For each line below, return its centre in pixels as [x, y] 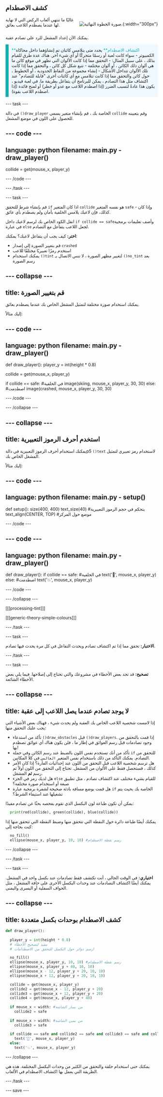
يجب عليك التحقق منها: [26, 728]
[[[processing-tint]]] [25, 608]
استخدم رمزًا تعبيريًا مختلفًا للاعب [42, 251]
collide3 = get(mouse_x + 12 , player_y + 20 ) [57, 994]
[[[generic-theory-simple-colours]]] [41, 618]
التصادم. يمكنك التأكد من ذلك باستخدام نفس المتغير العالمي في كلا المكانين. [81, 758]
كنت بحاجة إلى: [19, 827]
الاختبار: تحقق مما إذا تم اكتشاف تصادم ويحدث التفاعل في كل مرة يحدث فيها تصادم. [81, 646]
